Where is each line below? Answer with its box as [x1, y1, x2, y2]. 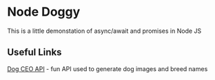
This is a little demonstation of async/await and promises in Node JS [7, 27, 202, 35]
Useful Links [7, 46, 62, 58]
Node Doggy [7, 4, 81, 20]
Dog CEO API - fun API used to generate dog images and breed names [7, 64, 208, 72]
